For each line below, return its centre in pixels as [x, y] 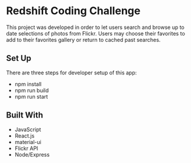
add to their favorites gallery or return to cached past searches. [83, 40]
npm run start [31, 96]
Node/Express [32, 154]
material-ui [28, 142]
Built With [25, 115]
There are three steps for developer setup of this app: [72, 73]
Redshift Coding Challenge [73, 11]
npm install [28, 84]
